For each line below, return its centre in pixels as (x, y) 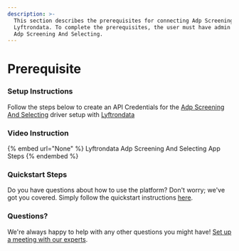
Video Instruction (38, 133)
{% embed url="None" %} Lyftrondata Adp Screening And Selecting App (114, 149)
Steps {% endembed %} (43, 156)
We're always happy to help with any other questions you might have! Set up (119, 232)
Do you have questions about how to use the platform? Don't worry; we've (116, 190)
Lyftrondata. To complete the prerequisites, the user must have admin (122, 27)
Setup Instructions (40, 91)
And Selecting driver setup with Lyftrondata (71, 114)
